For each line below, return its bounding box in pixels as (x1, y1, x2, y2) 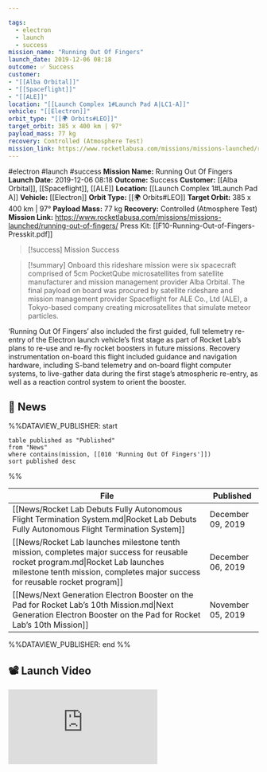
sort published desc (8, 457, 77, 466)
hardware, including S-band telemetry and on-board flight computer (8, 360, 232, 370)
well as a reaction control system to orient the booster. (8, 377, 187, 386)
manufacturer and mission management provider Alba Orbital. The (27, 276, 245, 287)
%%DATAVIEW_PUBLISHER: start (8, 421, 118, 431)
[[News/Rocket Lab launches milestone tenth (12, 537, 180, 548)
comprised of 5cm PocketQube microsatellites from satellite (27, 268, 224, 278)
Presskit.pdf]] (8, 229, 53, 239)
